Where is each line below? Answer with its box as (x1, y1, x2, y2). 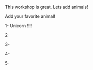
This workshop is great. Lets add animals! (5, 4, 88, 10)
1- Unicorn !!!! (5, 23, 32, 28)
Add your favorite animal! (5, 14, 56, 19)
